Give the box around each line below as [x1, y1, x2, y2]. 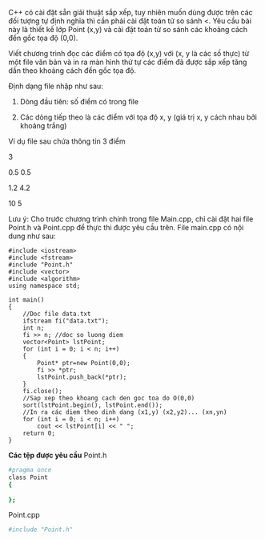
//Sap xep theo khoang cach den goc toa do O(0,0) [22, 394, 195, 402]
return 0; [22, 429, 56, 437]
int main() [8, 296, 45, 304]
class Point [8, 473, 48, 481]
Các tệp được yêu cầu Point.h [8, 450, 107, 460]
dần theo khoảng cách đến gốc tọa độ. [8, 66, 136, 75]
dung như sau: [8, 231, 56, 241]
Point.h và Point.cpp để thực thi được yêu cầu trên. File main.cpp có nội [8, 223, 244, 232]
